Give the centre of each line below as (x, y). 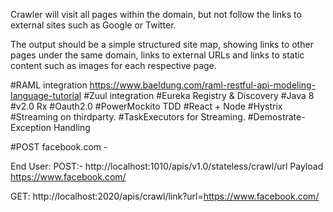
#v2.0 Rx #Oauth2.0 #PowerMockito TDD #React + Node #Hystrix (146, 106)
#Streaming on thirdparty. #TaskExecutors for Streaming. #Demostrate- (158, 117)
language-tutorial (46, 95)
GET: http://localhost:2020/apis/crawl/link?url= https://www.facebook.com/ (165, 196)
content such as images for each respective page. (113, 65)
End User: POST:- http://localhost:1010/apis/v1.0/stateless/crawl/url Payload (167, 166)
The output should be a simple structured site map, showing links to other (162, 44)
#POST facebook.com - (59, 147)
